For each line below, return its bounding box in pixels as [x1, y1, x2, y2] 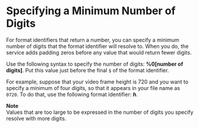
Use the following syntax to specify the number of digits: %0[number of [6, 60, 184, 68]
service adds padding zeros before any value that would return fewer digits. [6, 49, 192, 56]
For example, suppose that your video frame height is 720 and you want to [6, 78, 189, 85]
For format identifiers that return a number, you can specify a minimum [6, 36, 179, 43]
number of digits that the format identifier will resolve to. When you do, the [6, 43, 189, 50]
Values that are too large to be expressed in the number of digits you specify [6, 108, 194, 116]
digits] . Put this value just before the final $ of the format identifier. [6, 66, 169, 73]
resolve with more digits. [6, 114, 67, 122]
